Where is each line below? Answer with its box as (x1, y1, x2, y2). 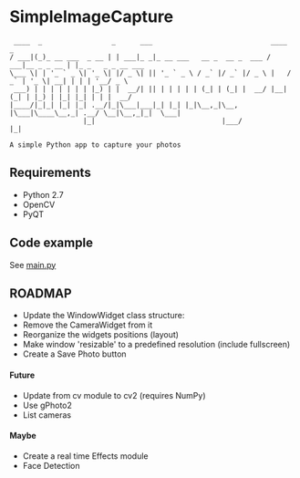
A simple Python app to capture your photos (9, 140, 181, 150)
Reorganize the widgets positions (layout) (22, 329, 180, 340)
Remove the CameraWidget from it (22, 319, 153, 330)
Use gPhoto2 (22, 400, 73, 410)
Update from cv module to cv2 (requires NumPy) (22, 390, 207, 400)
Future (9, 369, 36, 380)
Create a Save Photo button (22, 348, 127, 359)
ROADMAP (9, 286, 72, 301)
